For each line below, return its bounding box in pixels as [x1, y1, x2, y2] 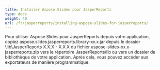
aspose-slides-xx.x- [91, 44, 131, 50]
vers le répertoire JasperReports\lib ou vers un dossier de [40, 49, 156, 55]
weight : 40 [5, 16, 27, 21]
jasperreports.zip [5, 49, 40, 55]
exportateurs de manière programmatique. [5, 59, 90, 65]
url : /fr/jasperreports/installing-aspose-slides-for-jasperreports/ [5, 20, 149, 26]
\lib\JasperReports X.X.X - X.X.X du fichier [5, 44, 90, 50]
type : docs [5, 12, 27, 16]
